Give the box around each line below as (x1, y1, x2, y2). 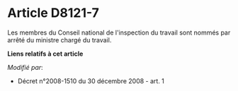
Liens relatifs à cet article (7, 49, 84, 58)
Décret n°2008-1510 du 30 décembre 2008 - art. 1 (17, 76, 165, 85)
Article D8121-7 (7, 5, 99, 21)
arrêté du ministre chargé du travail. (7, 35, 112, 44)
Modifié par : (7, 63, 44, 71)
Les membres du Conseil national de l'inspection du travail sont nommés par (7, 28, 231, 37)
